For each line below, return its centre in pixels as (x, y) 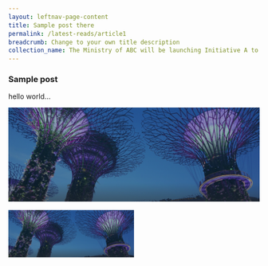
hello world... (30, 96)
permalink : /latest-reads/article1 (67, 33)
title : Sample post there (51, 25)
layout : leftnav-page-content (59, 17)
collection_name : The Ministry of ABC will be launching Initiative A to (134, 51)
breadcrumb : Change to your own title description (94, 42)
